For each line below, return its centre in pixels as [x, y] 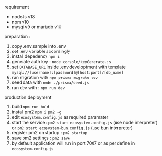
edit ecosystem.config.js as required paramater [60, 117]
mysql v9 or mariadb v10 [36, 27]
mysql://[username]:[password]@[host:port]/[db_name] [68, 73]
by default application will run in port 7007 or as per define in [73, 143]
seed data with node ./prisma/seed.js [50, 82]
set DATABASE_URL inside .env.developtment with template [69, 67]
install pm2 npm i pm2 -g [36, 112]
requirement [17, 7]
